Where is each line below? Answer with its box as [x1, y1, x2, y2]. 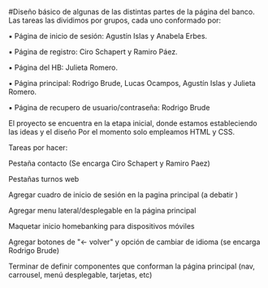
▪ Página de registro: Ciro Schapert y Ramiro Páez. [8, 47, 178, 56]
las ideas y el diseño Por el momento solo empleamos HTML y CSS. [8, 127, 236, 136]
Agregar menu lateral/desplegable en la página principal [8, 206, 197, 215]
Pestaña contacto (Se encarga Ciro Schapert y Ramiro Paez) [8, 158, 211, 168]
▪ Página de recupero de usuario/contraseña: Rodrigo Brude [8, 103, 210, 112]
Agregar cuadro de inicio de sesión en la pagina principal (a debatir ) [8, 190, 238, 200]
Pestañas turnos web [8, 174, 80, 183]
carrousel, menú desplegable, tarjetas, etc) [8, 270, 153, 279]
